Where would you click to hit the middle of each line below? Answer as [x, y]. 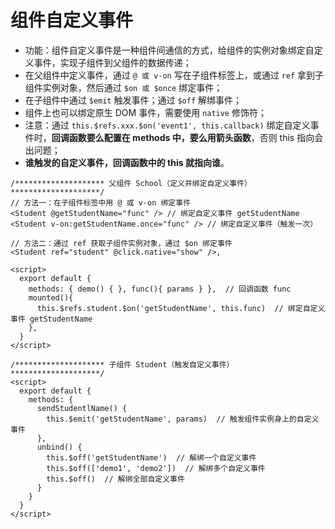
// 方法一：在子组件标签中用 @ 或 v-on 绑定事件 [101, 202]
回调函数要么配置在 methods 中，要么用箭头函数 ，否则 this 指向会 [187, 137]
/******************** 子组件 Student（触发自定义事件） [122, 364]
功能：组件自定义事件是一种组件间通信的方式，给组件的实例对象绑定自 [169, 50]
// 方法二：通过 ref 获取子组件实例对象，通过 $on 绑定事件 [121, 243]
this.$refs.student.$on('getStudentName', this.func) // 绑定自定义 [181, 308]
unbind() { [59, 447]
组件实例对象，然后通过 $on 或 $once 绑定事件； [123, 87]
